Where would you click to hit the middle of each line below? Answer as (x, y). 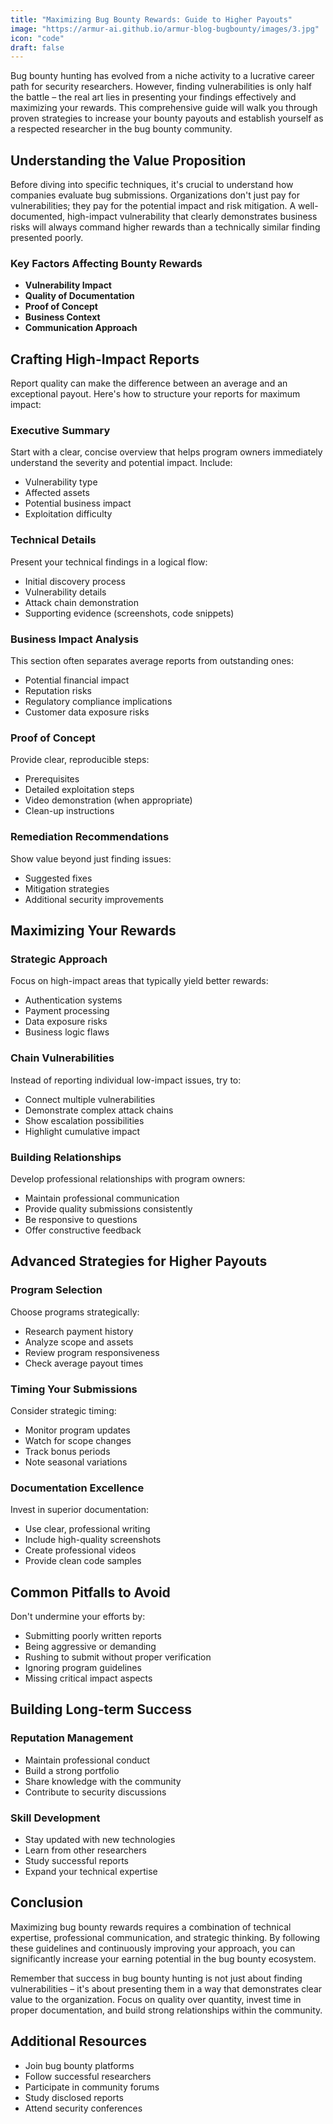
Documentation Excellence (77, 1488)
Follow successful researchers (88, 2076)
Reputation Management (72, 1738)
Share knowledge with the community (103, 1781)
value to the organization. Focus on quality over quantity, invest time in (156, 1999)
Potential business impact (78, 503)
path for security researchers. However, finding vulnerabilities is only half (161, 87)
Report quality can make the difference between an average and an (149, 383)
